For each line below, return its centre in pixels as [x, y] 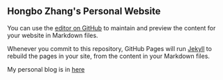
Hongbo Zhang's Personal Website [84, 11]
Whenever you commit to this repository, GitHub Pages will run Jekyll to [110, 48]
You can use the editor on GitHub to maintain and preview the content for [111, 28]
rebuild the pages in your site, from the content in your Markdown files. [108, 56]
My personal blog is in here [46, 69]
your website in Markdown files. [53, 35]
